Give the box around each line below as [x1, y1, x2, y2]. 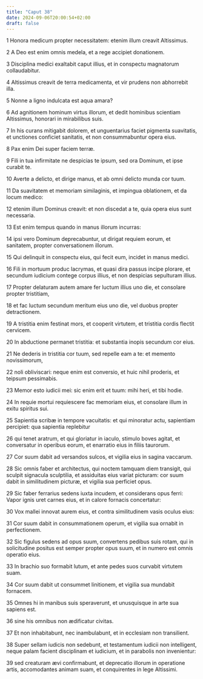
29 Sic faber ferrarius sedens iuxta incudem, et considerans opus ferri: [6, 490, 184, 497]
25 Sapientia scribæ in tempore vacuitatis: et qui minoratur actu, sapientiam [6, 417, 196, 424]
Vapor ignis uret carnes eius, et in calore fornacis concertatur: [6, 496, 162, 504]
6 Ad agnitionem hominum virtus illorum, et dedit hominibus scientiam [6, 109, 181, 116]
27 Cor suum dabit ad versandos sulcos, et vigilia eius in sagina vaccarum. [6, 453, 193, 461]
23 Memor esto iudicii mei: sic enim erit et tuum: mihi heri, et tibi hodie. [6, 387, 184, 394]
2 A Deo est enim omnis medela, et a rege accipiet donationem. [6, 49, 165, 56]
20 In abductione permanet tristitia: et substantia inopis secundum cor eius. [6, 338, 195, 346]
